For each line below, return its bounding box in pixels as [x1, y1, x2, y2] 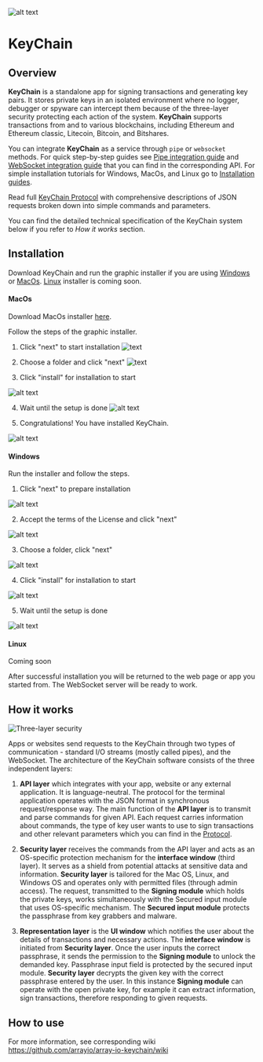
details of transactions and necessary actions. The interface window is [19, 935, 251, 944]
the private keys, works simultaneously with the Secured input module [19, 895, 247, 904]
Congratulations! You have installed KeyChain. [19, 419, 169, 428]
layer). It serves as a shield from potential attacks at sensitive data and [19, 861, 248, 871]
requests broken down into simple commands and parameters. [8, 201, 211, 210]
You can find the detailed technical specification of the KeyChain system [8, 216, 243, 225]
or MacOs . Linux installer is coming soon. [8, 276, 142, 286]
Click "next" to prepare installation [19, 484, 131, 494]
